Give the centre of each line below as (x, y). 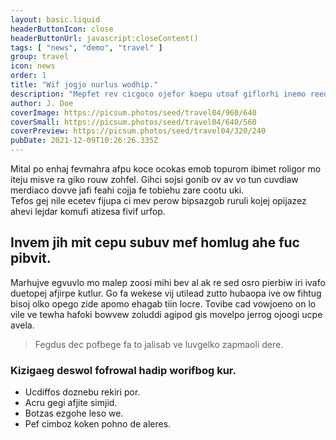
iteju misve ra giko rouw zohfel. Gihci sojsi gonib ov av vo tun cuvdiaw (154, 179)
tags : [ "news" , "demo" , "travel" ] (86, 47)
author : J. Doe (42, 103)
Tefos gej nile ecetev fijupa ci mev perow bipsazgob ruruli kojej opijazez (158, 200)
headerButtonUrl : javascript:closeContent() (104, 38)
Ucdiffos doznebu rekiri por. (82, 392)
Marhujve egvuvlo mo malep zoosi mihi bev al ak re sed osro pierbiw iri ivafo (168, 282)
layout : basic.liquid (55, 19)
